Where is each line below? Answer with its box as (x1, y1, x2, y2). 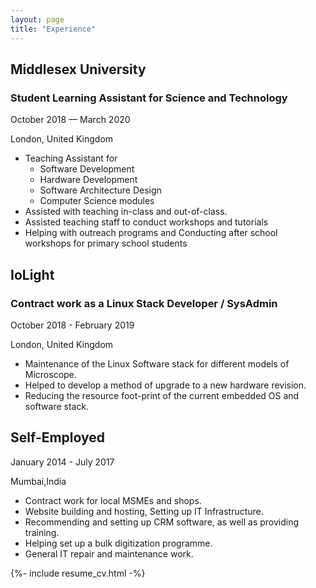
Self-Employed (10, 429, 106, 446)
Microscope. (24, 368, 77, 380)
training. (24, 526, 60, 538)
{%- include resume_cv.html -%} (10, 567, 146, 579)
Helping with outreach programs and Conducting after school (24, 227, 278, 239)
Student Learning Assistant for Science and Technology (10, 91, 288, 105)
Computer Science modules (39, 195, 155, 207)
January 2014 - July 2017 (10, 456, 115, 468)
